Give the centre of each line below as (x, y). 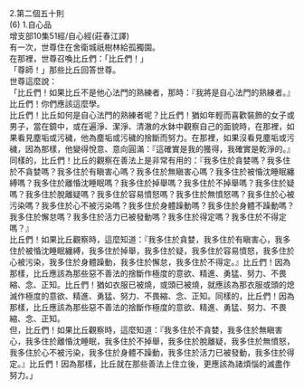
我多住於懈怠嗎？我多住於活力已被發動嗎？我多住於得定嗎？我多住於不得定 (148, 217)
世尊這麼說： (33, 81)
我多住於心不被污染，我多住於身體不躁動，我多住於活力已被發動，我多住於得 (152, 352)
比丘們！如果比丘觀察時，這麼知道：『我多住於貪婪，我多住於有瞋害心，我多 (150, 239)
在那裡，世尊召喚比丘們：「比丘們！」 (79, 58)
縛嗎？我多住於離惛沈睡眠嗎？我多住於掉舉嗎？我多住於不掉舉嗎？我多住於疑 (152, 183)
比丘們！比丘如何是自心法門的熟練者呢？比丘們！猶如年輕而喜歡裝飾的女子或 (152, 115)
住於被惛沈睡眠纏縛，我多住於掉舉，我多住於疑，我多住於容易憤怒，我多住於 (152, 251)
